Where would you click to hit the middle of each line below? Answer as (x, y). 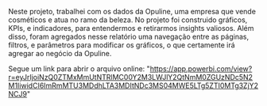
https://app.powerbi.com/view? (201, 69)
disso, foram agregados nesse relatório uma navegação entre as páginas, (128, 36)
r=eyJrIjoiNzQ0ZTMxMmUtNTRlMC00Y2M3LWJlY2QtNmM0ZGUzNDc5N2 (130, 77)
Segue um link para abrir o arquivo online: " (79, 69)
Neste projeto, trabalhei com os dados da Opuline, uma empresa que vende (132, 11)
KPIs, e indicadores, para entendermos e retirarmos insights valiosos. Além (131, 28)
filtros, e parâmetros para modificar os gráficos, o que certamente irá (122, 45)
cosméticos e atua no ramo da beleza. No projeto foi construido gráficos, (128, 20)
